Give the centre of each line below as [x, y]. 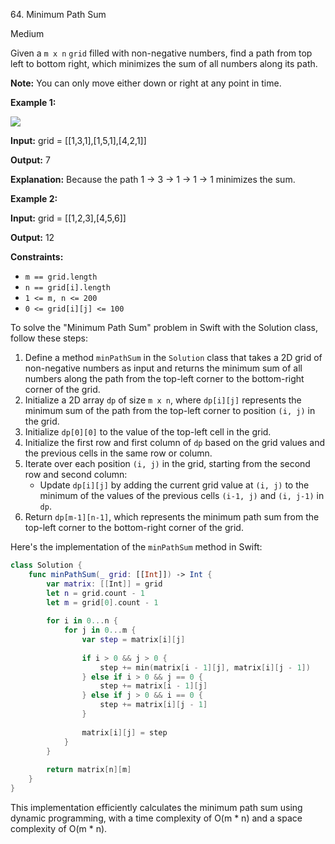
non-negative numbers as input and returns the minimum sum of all [163, 368]
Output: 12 [32, 237]
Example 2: [34, 198]
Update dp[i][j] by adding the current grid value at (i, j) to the [174, 485]
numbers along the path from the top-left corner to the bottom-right [164, 378]
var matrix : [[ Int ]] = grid [104, 584]
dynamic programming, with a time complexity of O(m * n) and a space [156, 818]
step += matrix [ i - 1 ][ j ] [153, 686]
